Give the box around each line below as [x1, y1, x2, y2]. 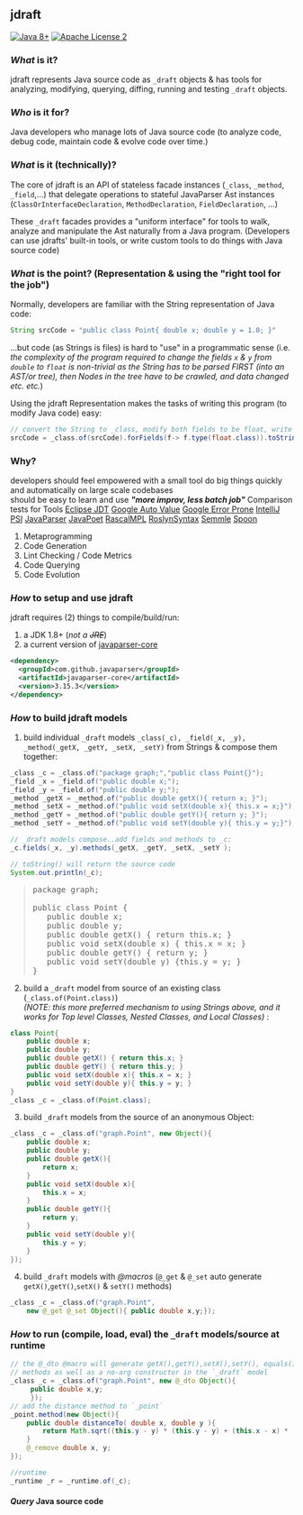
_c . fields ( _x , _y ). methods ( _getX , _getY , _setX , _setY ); [10, 843, 232, 853]
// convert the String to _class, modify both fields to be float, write [10, 424, 293, 434]
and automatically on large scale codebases [10, 484, 174, 495]
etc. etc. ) [10, 380, 44, 391]
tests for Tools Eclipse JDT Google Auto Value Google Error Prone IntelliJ [10, 504, 281, 515]
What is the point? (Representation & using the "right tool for [10, 267, 281, 279]
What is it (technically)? [10, 159, 117, 171]
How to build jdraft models [10, 711, 129, 724]
